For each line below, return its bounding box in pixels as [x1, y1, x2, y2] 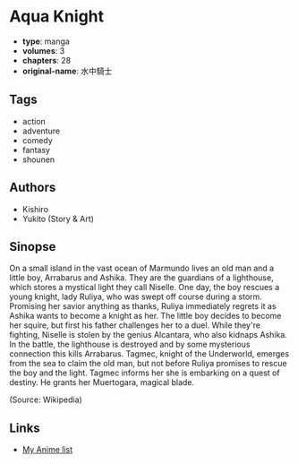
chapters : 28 [21, 55, 72, 65]
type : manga [21, 36, 70, 47]
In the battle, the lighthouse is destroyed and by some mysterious [9, 339, 251, 350]
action [21, 116, 47, 126]
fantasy [21, 144, 51, 155]
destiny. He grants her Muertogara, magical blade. [9, 377, 195, 388]
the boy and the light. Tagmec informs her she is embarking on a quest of [9, 367, 280, 378]
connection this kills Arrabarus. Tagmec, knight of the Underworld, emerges [9, 348, 289, 359]
